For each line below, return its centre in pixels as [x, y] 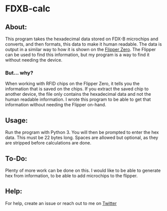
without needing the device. [34, 60]
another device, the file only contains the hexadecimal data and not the [78, 94]
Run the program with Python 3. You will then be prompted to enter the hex [82, 133]
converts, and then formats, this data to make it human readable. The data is [83, 44]
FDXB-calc [28, 9]
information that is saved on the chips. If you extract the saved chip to [77, 89]
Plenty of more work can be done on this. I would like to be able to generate [83, 170]
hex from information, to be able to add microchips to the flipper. [72, 176]
